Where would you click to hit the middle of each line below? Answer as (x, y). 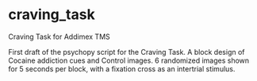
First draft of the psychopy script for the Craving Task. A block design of (127, 52)
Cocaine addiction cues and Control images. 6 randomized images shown (129, 60)
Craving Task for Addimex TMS (59, 37)
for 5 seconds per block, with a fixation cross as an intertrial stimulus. (122, 68)
